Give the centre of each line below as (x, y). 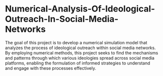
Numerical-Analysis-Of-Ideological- (80, 9)
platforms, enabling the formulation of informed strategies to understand (78, 63)
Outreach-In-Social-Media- (62, 19)
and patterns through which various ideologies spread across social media (80, 58)
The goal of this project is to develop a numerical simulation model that (76, 42)
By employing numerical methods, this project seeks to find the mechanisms (81, 53)
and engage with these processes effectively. (51, 68)
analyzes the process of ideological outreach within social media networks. (81, 48)
